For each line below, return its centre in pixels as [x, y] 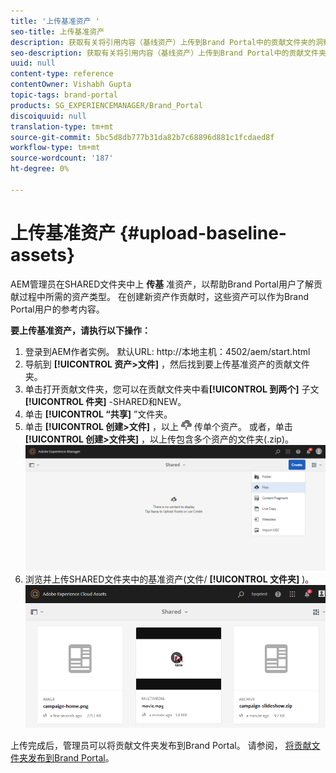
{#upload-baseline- [203, 232]
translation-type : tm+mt [62, 126]
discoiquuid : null [48, 116]
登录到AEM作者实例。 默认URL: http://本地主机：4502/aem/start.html [167, 351]
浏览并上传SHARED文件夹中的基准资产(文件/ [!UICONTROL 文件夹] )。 [169, 579]
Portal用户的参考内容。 [57, 309]
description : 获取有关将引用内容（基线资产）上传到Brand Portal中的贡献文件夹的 [163, 42]
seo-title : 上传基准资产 [57, 31]
